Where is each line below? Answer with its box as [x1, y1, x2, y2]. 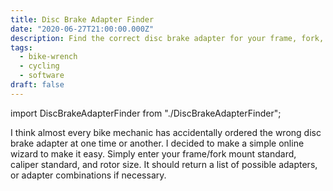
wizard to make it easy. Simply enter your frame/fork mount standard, [10, 147, 297, 160]
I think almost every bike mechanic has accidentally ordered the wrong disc [10, 126, 322, 138]
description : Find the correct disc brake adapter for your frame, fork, [10, 33, 325, 43]
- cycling [19, 61, 60, 71]
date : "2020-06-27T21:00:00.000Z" [10, 24, 155, 34]
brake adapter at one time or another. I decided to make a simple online [10, 137, 305, 149]
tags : [10, 42, 33, 53]
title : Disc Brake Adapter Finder [10, 14, 155, 25]
